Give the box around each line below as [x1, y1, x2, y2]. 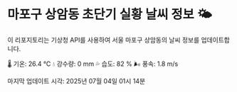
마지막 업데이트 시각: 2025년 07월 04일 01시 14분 [7, 76, 146, 85]
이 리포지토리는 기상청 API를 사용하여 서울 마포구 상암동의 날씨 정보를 [7, 35, 200, 44]
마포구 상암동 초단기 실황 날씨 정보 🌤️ [7, 6, 212, 23]
